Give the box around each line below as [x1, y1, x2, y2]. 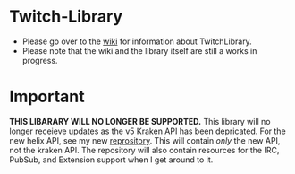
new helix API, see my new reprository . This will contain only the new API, [9, 135, 281, 145]
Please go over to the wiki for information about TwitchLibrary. [21, 36, 252, 47]
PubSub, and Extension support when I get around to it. [9, 154, 214, 165]
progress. [21, 55, 58, 65]
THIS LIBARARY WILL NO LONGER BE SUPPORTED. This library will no [9, 116, 271, 126]
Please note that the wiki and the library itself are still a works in [21, 45, 257, 56]
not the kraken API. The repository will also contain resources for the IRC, [9, 144, 280, 155]
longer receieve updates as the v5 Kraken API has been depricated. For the [9, 126, 286, 136]
